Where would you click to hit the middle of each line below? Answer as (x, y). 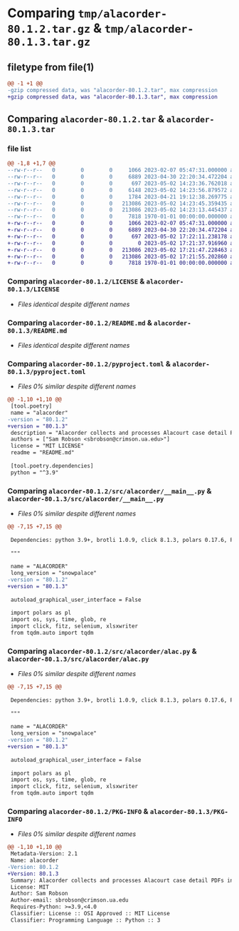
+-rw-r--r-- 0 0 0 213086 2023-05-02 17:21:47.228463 (117, 250)
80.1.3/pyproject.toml (47, 372)
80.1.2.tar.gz (49, 30)
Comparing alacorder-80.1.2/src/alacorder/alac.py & (102, 651)
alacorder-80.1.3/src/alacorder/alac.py (78, 659)
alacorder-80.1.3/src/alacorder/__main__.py (86, 499)
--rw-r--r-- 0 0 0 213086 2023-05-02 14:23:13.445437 (117, 210)
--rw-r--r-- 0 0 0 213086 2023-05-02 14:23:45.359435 (117, 203)
